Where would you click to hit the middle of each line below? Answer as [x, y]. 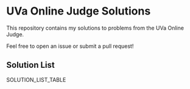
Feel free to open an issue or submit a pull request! [70, 46]
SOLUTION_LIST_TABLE [36, 79]
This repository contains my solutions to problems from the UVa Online [95, 28]
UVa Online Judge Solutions [79, 11]
